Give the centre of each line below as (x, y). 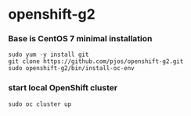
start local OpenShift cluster (63, 88)
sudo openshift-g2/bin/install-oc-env (71, 69)
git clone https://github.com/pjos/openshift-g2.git (96, 62)
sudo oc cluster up (40, 104)
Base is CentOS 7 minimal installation (80, 39)
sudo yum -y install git (49, 55)
